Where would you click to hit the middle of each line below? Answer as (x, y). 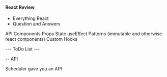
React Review (20, 7)
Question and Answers (36, 24)
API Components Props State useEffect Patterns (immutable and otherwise (84, 34)
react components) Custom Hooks (41, 39)
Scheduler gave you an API (34, 69)
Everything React (31, 18)
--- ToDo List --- (23, 49)
